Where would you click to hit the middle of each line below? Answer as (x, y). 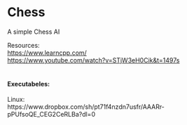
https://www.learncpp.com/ (47, 53)
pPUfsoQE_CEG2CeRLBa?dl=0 (51, 114)
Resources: (23, 45)
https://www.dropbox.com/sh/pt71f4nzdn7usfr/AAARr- (86, 107)
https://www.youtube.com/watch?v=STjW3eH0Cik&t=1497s (93, 60)
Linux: (16, 100)
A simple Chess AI (34, 32)
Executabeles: (29, 84)
